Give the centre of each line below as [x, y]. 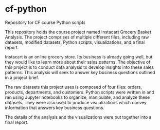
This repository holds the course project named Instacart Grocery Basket [78, 32]
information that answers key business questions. [55, 108]
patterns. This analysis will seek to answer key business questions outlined [80, 72]
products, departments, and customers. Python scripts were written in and [80, 92]
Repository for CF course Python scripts [45, 22]
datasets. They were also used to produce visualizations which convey [76, 102]
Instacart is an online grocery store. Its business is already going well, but [79, 56]
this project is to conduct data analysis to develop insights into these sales [80, 67]
